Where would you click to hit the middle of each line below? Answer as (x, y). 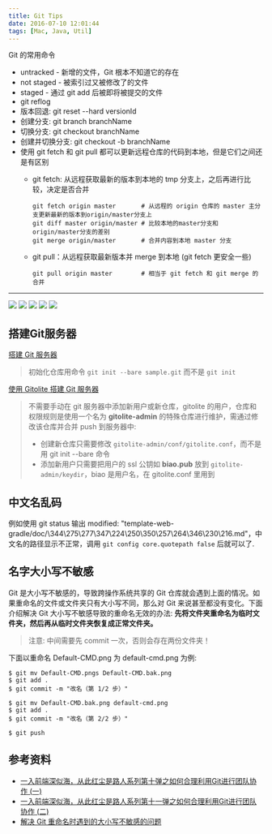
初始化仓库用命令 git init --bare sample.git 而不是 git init (132, 372)
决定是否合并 (68, 189)
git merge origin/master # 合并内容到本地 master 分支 (132, 241)
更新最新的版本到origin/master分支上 (95, 215)
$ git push (27, 733)
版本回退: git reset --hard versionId (78, 111)
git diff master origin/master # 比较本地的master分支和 (125, 224)
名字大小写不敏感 (51, 572)
